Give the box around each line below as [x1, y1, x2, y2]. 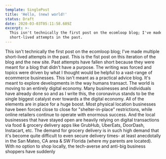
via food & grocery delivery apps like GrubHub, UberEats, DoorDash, [5, 122, 145, 128]
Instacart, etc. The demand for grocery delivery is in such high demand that [5, 127, 159, 133]
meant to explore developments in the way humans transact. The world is [5, 80, 155, 86]
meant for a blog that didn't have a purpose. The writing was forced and [5, 64, 152, 70]
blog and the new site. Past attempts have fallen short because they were [5, 59, 155, 65]
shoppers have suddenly [5, 148, 56, 154]
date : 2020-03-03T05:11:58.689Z [5, 21, 72, 26]
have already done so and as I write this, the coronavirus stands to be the [5, 90, 155, 97]
